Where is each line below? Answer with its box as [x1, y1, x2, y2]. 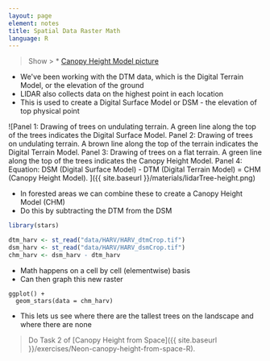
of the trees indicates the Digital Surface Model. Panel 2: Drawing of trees [8, 131, 254, 140]
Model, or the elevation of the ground [19, 81, 144, 90]
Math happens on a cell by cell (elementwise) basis [19, 265, 191, 275]
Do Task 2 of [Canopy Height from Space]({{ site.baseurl [27, 335, 218, 345]
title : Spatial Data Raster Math [8, 27, 121, 35]
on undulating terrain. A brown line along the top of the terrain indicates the [8, 139, 259, 149]
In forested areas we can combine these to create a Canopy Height [19, 189, 243, 198]
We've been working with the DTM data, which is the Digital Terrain [19, 72, 244, 81]
